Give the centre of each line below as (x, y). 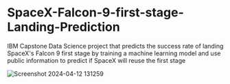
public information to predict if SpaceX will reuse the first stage (96, 60)
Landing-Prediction (64, 27)
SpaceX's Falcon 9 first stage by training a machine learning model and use (114, 53)
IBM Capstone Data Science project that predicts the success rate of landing (115, 46)
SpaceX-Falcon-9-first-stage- (95, 13)
